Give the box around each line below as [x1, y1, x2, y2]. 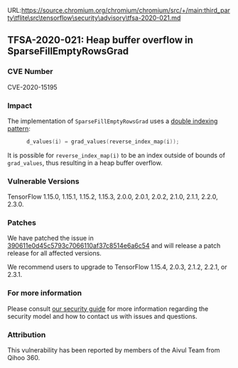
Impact [7, 100, 33, 110]
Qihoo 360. [7, 354, 40, 362]
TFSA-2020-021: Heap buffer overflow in [7, 34, 194, 46]
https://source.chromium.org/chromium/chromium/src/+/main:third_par [21, 6, 231, 14]
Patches [7, 218, 37, 228]
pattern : [7, 124, 31, 132]
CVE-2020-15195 [7, 83, 58, 91]
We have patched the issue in [7, 234, 94, 243]
